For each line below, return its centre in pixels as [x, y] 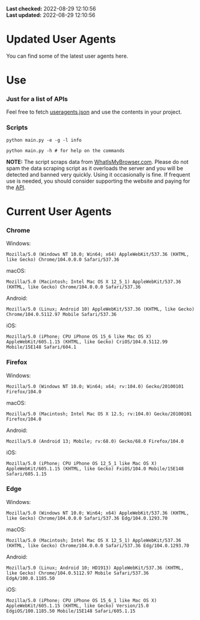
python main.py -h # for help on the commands [65, 150]
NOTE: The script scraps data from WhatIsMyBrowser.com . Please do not [98, 162]
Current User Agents [59, 211]
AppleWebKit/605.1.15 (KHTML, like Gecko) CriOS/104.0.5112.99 [87, 342]
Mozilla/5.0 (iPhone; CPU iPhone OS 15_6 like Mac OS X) [79, 337]
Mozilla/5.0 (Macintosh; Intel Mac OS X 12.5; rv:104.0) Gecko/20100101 [99, 414]
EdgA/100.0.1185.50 [31, 578]
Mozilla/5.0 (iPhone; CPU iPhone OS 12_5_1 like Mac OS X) [82, 463]
